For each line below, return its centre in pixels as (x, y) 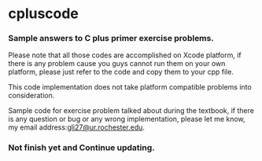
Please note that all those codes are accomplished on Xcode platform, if (125, 55)
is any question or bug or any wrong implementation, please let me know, (127, 119)
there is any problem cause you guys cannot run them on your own (117, 64)
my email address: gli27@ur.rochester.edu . (77, 127)
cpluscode (43, 14)
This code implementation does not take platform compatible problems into (130, 87)
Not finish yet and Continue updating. (81, 148)
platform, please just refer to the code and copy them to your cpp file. (121, 72)
